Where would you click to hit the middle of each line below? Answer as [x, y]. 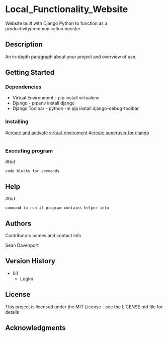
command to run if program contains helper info [57, 208]
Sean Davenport [22, 245]
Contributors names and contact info [43, 235]
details [12, 312]
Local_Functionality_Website [67, 9]
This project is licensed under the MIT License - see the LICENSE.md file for [84, 307]
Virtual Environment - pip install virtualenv [56, 98]
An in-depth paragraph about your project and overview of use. [71, 57]
